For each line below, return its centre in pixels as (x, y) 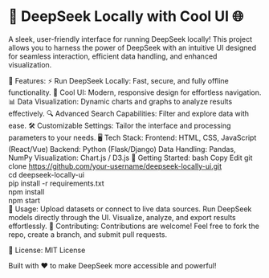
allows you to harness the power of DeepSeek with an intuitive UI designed (132, 47)
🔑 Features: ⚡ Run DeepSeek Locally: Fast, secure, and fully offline (118, 80)
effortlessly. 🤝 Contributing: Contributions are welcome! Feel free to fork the (134, 226)
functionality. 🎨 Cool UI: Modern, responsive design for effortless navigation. (135, 92)
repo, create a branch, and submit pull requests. (88, 234)
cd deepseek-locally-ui (47, 174)
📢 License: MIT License (47, 250)
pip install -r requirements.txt (56, 183)
